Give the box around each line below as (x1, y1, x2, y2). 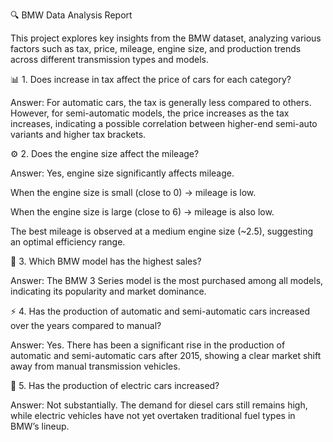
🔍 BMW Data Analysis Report (10, 9, 133, 21)
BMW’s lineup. (10, 420, 70, 432)
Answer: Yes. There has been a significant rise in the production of (10, 339, 286, 351)
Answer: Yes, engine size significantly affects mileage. (10, 167, 235, 179)
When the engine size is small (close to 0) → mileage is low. (10, 187, 257, 198)
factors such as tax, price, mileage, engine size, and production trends (10, 43, 302, 54)
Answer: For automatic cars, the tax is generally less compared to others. (10, 97, 312, 108)
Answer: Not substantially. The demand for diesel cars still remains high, (10, 399, 308, 411)
